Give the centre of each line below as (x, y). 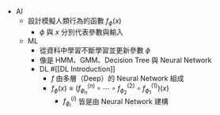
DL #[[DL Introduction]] (78, 69)
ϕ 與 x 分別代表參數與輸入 (82, 32)
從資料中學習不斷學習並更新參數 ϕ (95, 50)
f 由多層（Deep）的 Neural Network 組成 (118, 78)
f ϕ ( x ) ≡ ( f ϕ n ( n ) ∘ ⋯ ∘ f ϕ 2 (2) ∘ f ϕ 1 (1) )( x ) (110, 89)
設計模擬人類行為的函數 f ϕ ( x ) (74, 21)
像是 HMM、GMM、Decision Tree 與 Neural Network (125, 60)
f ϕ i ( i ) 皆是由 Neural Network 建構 (116, 102)
